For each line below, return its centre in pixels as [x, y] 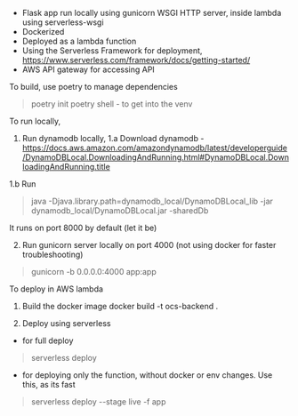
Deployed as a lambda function [79, 41]
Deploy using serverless [66, 323]
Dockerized [43, 32]
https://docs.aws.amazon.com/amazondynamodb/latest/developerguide [154, 148]
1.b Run [23, 184]
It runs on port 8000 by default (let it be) [83, 228]
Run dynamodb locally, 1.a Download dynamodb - [113, 138]
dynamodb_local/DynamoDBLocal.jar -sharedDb [120, 211]
